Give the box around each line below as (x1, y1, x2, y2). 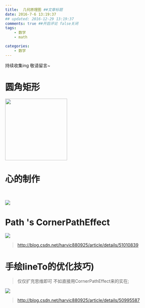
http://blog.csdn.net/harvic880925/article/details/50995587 (17, 297, 140, 304)
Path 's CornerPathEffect (5, 217, 110, 228)
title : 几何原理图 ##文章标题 (5, 7, 63, 12)
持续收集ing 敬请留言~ (5, 62, 50, 68)
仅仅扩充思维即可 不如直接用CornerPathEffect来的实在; (17, 278, 130, 284)
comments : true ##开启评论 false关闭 (5, 21, 79, 26)
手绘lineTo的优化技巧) (5, 261, 95, 272)
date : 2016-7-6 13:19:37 (5, 12, 56, 17)
